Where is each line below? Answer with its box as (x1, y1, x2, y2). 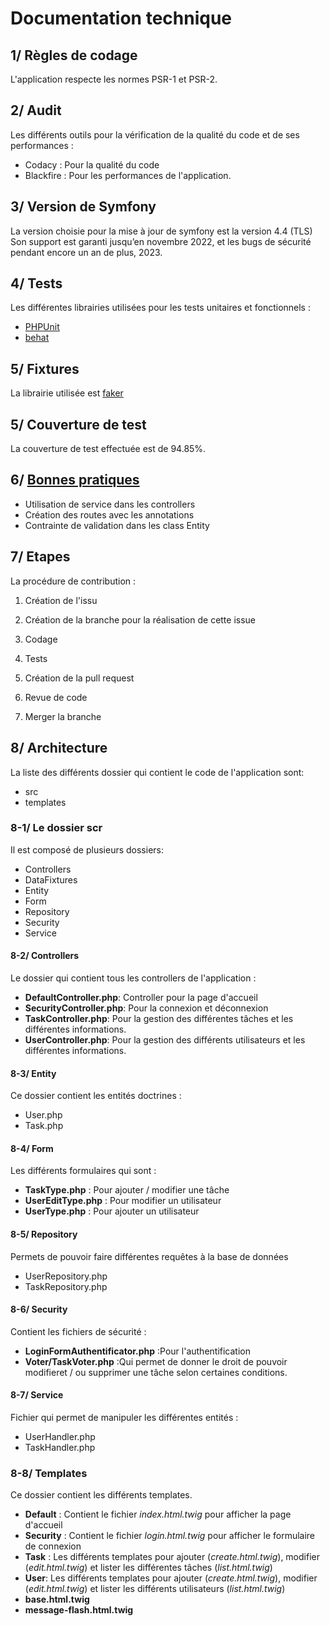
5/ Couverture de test (10, 416, 147, 433)
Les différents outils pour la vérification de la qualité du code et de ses (10, 128, 300, 141)
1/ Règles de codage (10, 47, 138, 64)
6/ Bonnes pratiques (10, 472, 140, 489)
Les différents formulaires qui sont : (10, 1165, 157, 1177)
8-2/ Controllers (10, 950, 80, 962)
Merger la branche (24, 710, 102, 722)
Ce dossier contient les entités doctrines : (10, 1090, 182, 1102)
